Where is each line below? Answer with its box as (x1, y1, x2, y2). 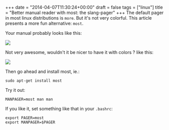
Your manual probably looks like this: (5, 30, 82, 36)
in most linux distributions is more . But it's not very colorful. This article (5, 15, 152, 21)
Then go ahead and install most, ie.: (5, 69, 80, 75)
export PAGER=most (5, 115, 44, 120)
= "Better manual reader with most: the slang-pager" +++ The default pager (5, 10, 164, 16)
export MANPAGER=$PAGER (5, 120, 56, 125)
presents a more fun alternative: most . (5, 20, 83, 26)
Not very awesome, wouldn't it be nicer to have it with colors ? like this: (5, 49, 154, 55)
